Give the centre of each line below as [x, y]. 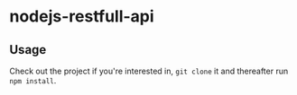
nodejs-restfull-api [82, 17]
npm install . [33, 81]
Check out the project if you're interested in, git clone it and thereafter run [149, 71]
